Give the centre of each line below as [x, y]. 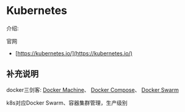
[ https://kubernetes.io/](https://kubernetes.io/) [74, 53]
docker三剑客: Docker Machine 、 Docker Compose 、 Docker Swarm [92, 89]
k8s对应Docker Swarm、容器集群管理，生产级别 [67, 103]
